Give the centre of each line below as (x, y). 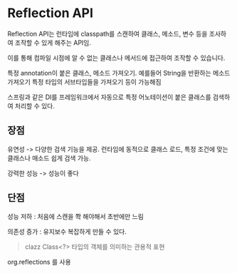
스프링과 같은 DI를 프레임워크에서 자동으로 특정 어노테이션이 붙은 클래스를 (109, 97)
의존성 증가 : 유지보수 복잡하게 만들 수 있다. (67, 231)
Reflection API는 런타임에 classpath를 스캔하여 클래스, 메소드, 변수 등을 (107, 34)
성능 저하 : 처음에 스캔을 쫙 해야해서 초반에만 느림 (76, 216)
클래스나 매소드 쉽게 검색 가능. (49, 158)
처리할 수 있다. (35, 105)
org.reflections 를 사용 (39, 262)
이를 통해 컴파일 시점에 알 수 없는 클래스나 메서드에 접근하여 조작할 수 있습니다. (116, 58)
